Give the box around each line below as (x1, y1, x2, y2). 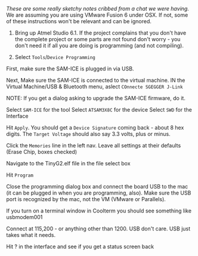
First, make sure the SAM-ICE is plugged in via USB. (6, 65, 134, 72)
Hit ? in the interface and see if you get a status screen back (6, 243, 154, 250)
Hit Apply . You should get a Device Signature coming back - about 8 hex (6, 124, 184, 131)
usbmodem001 (6, 214, 43, 220)
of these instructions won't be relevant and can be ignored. (6, 18, 152, 24)
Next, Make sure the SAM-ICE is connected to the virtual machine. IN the (6, 77, 185, 84)
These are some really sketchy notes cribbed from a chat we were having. (6, 5, 190, 12)
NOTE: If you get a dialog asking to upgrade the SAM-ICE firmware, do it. (6, 95, 186, 101)
